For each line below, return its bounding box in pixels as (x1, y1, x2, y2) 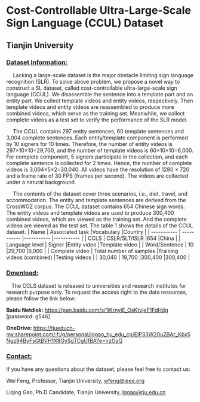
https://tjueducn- (33, 324, 76, 332)
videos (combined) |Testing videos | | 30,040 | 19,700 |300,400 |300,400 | (6, 254, 190, 261)
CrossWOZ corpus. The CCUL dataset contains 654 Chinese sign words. (6, 203, 185, 210)
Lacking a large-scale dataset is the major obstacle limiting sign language (13, 71, 194, 78)
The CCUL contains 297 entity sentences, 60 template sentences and (13, 127, 184, 135)
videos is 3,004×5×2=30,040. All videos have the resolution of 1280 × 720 (6, 166, 190, 173)
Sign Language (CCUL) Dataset (6, 16, 164, 30)
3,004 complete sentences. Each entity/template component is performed (6, 134, 188, 141)
